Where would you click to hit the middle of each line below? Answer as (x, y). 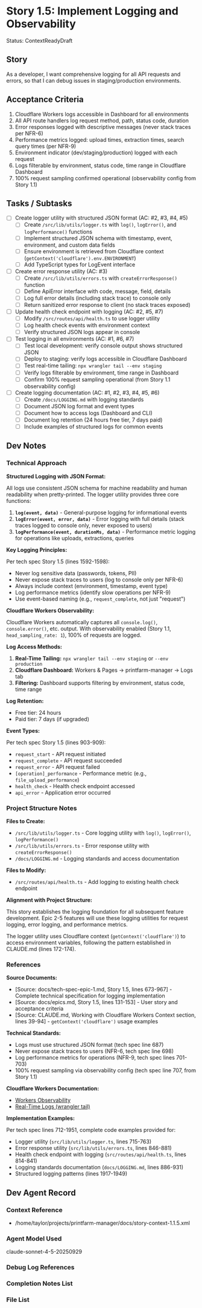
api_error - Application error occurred (63, 792)
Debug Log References (40, 1268)
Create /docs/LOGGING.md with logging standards (84, 399)
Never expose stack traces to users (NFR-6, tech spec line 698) (94, 1051)
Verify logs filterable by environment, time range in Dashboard (101, 373)
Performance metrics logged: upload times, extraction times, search (99, 139)
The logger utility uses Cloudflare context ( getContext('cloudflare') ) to (96, 936)
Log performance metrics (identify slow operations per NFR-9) (93, 592)
